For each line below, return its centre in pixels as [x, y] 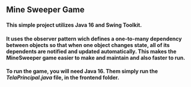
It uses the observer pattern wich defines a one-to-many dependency [94, 39]
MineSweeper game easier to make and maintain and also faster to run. [96, 58]
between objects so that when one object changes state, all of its [88, 45]
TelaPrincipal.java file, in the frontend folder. [63, 77]
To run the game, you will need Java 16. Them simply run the [82, 72]
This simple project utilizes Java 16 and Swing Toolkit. [74, 25]
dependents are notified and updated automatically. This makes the [91, 51]
